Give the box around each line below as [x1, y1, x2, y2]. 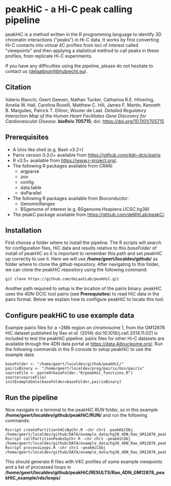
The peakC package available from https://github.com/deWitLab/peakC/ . [12, 211, 165, 218]
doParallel [20, 190, 42, 196]
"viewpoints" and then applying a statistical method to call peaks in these [5, 47, 159, 53]
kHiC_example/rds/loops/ [5, 475, 61, 481]
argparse [20, 168, 40, 174]
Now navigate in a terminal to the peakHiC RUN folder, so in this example [5, 407, 158, 413]
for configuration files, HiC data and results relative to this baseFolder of [5, 245, 157, 251]
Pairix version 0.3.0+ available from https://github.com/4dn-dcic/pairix [12, 152, 161, 158]
